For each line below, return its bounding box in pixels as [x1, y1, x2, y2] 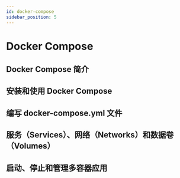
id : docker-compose [6, 8, 54, 15]
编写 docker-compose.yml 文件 [6, 108, 123, 118]
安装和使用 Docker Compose [6, 86, 112, 96]
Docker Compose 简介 [6, 64, 89, 74]
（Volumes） [6, 141, 55, 151]
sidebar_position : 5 [6, 14, 57, 20]
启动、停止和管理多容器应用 [6, 163, 108, 173]
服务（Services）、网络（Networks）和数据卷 [6, 130, 174, 140]
